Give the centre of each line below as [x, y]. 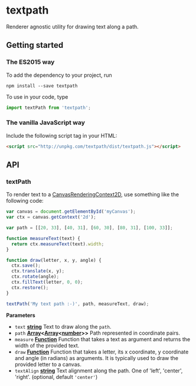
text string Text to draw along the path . [63, 326]
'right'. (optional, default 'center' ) [56, 377]
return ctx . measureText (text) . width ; [58, 244]
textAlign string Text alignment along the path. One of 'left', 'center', [99, 371]
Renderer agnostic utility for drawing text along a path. [72, 27]
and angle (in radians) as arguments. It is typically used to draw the [97, 358]
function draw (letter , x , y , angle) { [54, 260]
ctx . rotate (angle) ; [35, 277]
